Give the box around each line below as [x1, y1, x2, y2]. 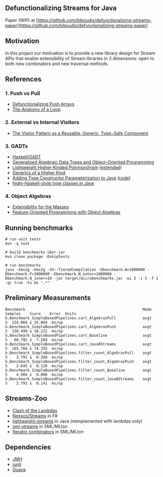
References [5, 75, 42, 83]
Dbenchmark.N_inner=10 [5, 276, 52, 281]
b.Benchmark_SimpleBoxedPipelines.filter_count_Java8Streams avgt [5, 376, 152, 382]
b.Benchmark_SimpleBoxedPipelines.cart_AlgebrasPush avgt [5, 324, 152, 329]
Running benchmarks [5, 224, 73, 232]
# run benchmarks [5, 263, 41, 268]
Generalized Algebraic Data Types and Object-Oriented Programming [12, 159, 155, 165]
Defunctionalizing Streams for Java [5, 4, 117, 12]
